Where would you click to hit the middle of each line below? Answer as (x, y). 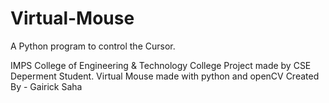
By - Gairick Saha (46, 86)
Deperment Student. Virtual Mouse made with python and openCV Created (165, 76)
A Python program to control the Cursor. (93, 46)
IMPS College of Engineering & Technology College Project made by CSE (161, 65)
